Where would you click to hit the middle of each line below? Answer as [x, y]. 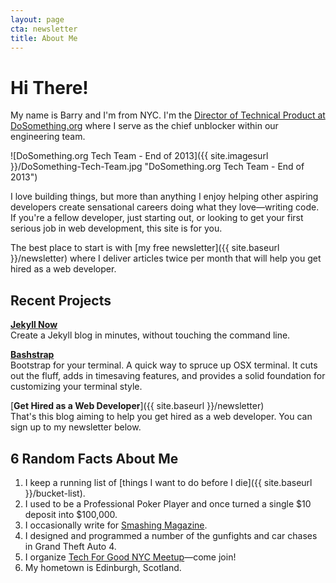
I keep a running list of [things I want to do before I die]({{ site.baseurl [168, 482]
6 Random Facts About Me [94, 458]
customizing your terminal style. [76, 387]
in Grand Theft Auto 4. [70, 546]
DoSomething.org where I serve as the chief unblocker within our [144, 126]
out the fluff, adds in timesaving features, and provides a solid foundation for [168, 376]
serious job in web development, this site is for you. [116, 228]
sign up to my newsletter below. [76, 427]
